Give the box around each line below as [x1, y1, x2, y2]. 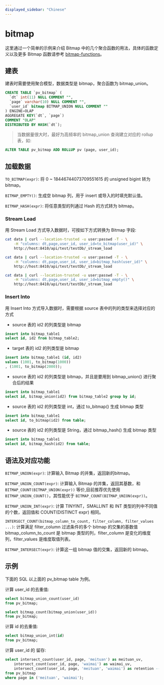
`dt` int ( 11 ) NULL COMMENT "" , [9, 95, 73, 100]
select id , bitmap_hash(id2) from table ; [5, 442, 91, 447]
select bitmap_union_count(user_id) [5, 596, 80, 601]
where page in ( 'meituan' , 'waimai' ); [5, 675, 84, 680]
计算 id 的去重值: [5, 623, 38, 629]
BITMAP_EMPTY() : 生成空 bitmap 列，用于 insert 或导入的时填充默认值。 [5, 193, 145, 198]
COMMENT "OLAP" [5, 118, 36, 123]
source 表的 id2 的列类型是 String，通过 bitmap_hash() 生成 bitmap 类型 [12, 427, 157, 433]
